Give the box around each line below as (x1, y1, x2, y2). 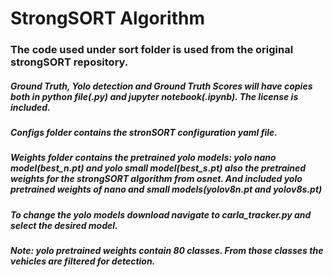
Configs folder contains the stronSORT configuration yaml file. (10, 127, 278, 139)
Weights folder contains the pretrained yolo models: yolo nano (10, 152, 277, 164)
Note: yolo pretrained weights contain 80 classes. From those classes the (10, 245, 324, 257)
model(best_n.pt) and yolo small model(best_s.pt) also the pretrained (10, 162, 307, 174)
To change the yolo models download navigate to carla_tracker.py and (10, 208, 312, 221)
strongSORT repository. (10, 55, 129, 69)
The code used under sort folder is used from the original (10, 43, 294, 57)
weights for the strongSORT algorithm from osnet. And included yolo (10, 173, 303, 185)
